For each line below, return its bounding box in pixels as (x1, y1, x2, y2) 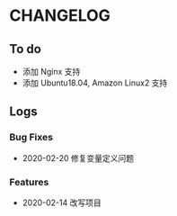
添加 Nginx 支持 (22, 67, 81, 76)
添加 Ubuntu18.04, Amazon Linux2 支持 (22, 77, 168, 88)
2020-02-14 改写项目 (22, 197, 102, 208)
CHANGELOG (9, 5, 111, 26)
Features (9, 175, 49, 188)
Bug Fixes (9, 131, 54, 144)
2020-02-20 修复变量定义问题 (22, 152, 135, 163)
